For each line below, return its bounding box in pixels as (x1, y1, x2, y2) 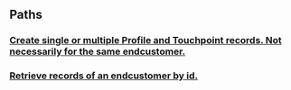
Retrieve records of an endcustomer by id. (9, 69, 199, 82)
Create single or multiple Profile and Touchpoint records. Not (9, 34, 282, 47)
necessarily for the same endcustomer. (9, 45, 186, 58)
